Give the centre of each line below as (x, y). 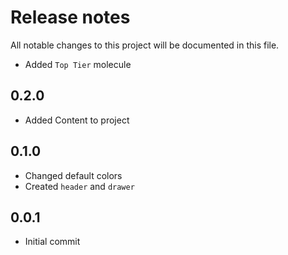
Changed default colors (73, 175)
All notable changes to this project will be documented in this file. (145, 45)
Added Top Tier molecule (78, 64)
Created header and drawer (79, 186)
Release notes (70, 17)
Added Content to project (77, 120)
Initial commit (52, 242)
